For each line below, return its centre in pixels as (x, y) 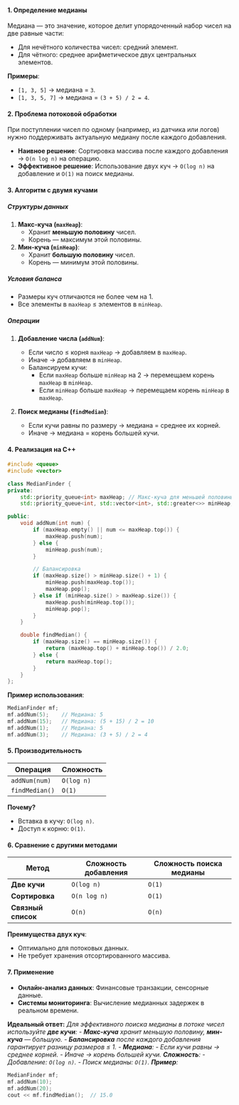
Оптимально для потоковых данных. (73, 948)
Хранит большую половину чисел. (81, 255)
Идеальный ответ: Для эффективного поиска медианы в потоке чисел (116, 1024)
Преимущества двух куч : (47, 935)
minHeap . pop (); (68, 609)
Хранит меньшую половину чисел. (82, 232)
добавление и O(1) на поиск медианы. (76, 174)
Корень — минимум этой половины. (83, 262)
